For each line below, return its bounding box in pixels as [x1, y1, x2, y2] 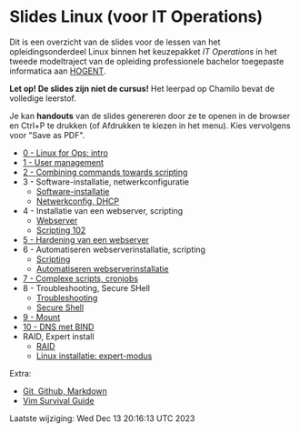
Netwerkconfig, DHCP [35, 196, 120, 206]
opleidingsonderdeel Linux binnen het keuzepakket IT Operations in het [9, 45, 277, 56]
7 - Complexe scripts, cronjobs [22, 273, 139, 284]
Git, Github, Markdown [22, 385, 107, 397]
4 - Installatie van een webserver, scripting [22, 205, 184, 216]
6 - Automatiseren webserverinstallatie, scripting [22, 244, 206, 255]
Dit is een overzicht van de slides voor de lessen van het [9, 36, 221, 47]
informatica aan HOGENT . [9, 65, 106, 76]
